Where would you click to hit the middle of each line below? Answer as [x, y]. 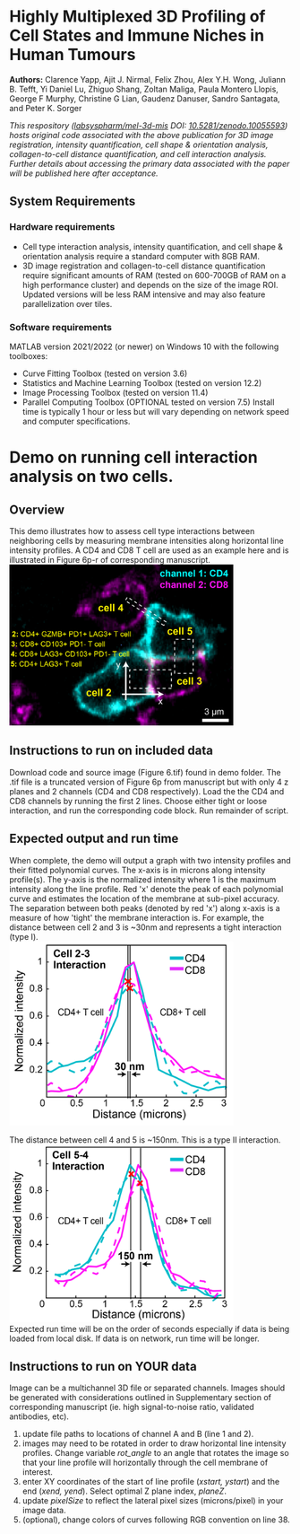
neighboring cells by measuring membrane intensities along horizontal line [147, 540]
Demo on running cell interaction [133, 457]
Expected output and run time [94, 839]
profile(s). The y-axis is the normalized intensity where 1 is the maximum [143, 879]
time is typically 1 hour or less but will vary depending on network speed [155, 411]
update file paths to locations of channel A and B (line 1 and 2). [138, 1434]
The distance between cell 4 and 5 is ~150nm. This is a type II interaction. [145, 1140]
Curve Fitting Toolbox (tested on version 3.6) [105, 373]
